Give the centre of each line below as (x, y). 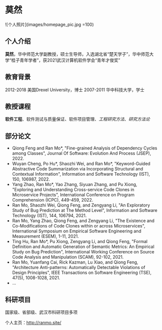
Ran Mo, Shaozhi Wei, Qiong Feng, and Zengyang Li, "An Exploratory (81, 205)
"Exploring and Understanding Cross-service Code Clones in (73, 190)
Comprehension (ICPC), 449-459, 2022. (53, 200)
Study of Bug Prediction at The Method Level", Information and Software (85, 210)
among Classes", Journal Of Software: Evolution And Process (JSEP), (81, 153)
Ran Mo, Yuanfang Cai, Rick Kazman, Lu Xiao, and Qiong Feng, (75, 262)
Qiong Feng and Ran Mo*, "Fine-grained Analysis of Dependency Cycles (84, 148)
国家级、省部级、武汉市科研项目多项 (41, 312)
